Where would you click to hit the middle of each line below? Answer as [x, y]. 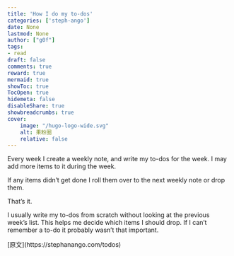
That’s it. [20, 202]
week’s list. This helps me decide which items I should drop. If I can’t [107, 223]
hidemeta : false [31, 100]
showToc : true [28, 86]
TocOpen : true [28, 93]
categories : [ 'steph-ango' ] [49, 21]
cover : [17, 119]
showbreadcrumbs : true [41, 112]
